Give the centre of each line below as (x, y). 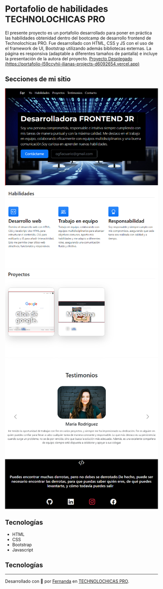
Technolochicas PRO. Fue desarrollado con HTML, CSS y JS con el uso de (79, 43)
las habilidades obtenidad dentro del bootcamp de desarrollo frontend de (78, 38)
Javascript (23, 550)
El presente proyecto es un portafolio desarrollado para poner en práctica (79, 33)
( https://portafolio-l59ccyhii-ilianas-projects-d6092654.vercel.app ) (72, 64)
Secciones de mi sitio (38, 79)
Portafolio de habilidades (57, 9)
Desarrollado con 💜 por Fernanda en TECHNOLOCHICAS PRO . (67, 581)
